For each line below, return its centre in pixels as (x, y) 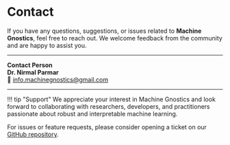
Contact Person (30, 65)
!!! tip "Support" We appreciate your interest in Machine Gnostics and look (111, 99)
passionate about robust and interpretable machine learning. (92, 114)
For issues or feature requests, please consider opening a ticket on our (107, 127)
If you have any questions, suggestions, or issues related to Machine (104, 31)
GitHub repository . (33, 134)
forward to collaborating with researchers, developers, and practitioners (108, 106)
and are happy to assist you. (47, 45)
